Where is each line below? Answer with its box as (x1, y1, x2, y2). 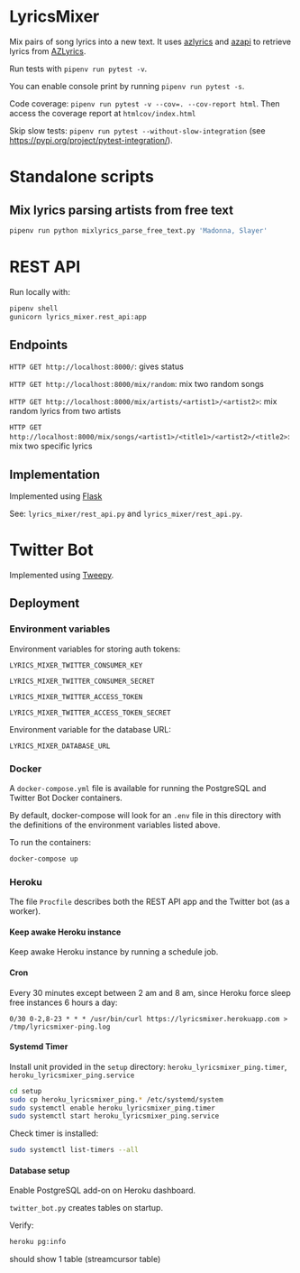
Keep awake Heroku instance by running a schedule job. (9, 946, 219, 957)
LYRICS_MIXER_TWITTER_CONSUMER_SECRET (9, 677, 155, 686)
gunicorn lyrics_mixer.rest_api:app (9, 312, 147, 321)
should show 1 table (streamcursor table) (9, 1254, 161, 1265)
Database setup (9, 1165, 70, 1176)
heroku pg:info (9, 1238, 67, 1247)
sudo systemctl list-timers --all (9, 1146, 140, 1155)
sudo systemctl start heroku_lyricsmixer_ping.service (9, 1112, 220, 1121)
